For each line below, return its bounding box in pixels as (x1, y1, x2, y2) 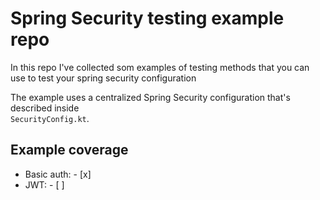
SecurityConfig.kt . (10, 112, 90, 124)
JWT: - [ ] (24, 178, 65, 191)
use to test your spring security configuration (10, 72, 197, 84)
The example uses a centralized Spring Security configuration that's (10, 91, 291, 103)
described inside (10, 102, 80, 114)
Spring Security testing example (10, 7, 285, 30)
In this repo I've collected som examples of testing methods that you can (10, 61, 310, 73)
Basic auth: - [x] (24, 168, 92, 180)
